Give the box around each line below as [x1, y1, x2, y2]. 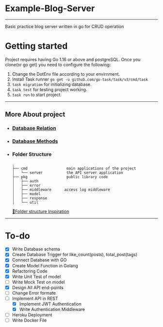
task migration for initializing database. [12, 81, 92, 87]
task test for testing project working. [12, 86, 87, 92]
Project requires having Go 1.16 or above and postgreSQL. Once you [5, 56, 141, 62]
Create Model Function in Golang [12, 262, 79, 268]
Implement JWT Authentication [19, 301, 81, 307]
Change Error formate [12, 290, 56, 296]
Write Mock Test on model [12, 279, 65, 285]
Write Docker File [12, 317, 47, 323]
